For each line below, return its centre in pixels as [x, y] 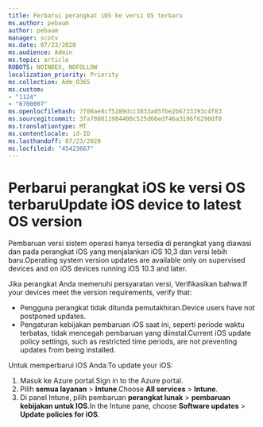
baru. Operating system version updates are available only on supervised [127, 260]
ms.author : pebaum [39, 23]
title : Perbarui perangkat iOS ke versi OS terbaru [95, 15]
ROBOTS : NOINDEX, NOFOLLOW [53, 67]
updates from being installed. [68, 350]
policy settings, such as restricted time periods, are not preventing [128, 341]
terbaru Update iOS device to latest [125, 204]
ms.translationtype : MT [48, 126]
